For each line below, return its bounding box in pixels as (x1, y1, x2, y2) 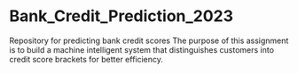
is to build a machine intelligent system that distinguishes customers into (9, 44, 275, 55)
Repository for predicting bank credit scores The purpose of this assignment (9, 35, 289, 46)
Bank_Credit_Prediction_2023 (9, 6, 233, 26)
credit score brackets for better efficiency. (9, 54, 164, 64)
